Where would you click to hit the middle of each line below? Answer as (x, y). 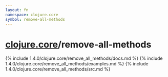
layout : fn (17, 10)
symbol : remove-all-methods (35, 19)
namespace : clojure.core (32, 15)
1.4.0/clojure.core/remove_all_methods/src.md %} (58, 69)
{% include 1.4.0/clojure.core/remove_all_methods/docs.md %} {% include (84, 58)
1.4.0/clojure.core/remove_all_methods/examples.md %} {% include (77, 64)
